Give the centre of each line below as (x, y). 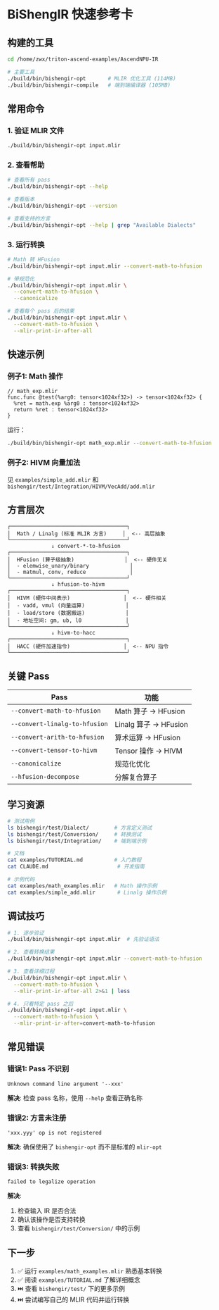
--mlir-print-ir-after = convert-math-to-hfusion (85, 1023)
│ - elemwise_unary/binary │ (70, 566)
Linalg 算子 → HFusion (151, 725)
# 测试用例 (21, 821)
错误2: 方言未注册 (37, 1118)
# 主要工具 (21, 72)
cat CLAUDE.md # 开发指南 (76, 867)
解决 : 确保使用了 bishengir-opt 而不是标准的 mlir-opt (85, 1147)
